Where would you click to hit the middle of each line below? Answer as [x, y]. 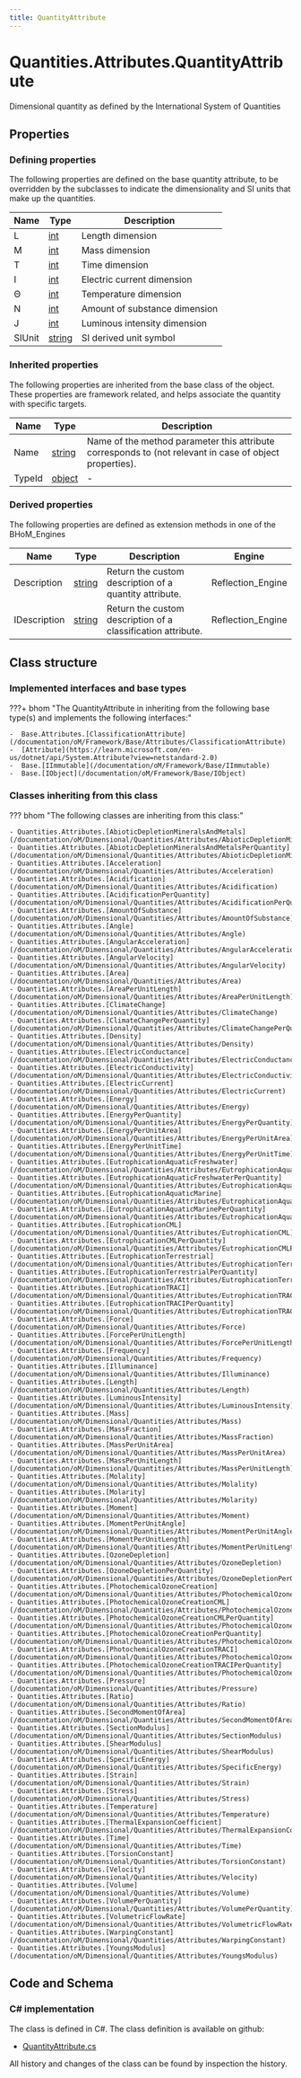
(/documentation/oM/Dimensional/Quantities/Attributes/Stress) [130, 1799]
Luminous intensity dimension [144, 323]
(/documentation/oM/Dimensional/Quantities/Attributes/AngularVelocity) [148, 965]
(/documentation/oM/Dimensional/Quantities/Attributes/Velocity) [133, 1877]
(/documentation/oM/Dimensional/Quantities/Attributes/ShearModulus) [142, 1751]
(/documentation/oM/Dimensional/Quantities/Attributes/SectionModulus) [146, 1736]
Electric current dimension [137, 279]
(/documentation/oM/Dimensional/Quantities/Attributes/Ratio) [128, 1704]
